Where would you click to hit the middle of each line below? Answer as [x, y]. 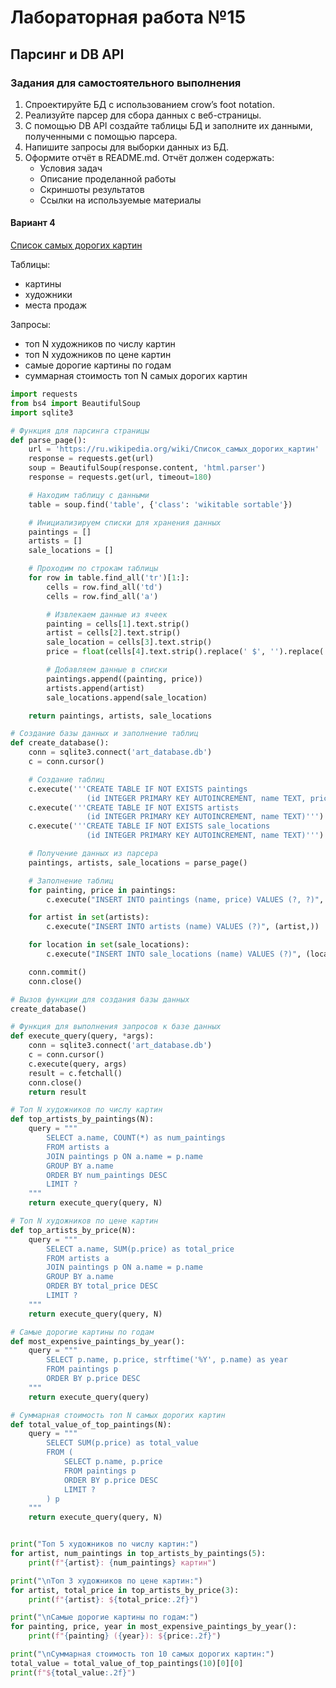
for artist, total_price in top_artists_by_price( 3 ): [125, 1590]
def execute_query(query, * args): [82, 1036]
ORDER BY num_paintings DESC [107, 1175]
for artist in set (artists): [89, 917]
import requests [44, 394]
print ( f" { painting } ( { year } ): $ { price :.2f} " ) [125, 1636]
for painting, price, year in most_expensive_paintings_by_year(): [154, 1627]
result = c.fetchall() [75, 1073]
